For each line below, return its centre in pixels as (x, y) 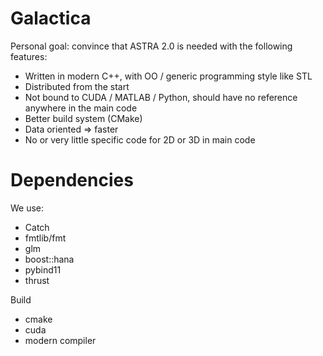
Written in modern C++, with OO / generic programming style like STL (168, 76)
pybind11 (43, 269)
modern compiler (60, 340)
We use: (27, 208)
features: (29, 56)
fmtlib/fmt (45, 238)
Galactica (51, 18)
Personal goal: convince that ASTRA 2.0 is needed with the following (151, 46)
